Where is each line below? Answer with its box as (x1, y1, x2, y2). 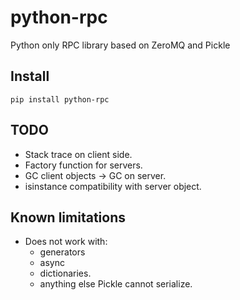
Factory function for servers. (24, 159, 143, 171)
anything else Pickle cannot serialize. (39, 278, 193, 290)
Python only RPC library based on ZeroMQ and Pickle (10, 39, 231, 51)
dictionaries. (39, 267, 92, 280)
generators (39, 246, 86, 258)
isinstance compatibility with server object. (24, 180, 202, 192)
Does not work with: (24, 236, 108, 248)
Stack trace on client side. (24, 148, 133, 160)
